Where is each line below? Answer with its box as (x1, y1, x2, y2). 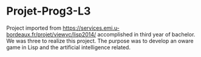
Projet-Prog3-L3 (6, 4, 91, 18)
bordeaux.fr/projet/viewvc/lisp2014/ (6, 30, 97, 38)
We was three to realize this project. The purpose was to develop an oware (6, 37, 194, 44)
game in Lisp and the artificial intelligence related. (6, 44, 131, 51)
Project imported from (6, 24, 62, 32)
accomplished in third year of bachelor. (97, 30, 196, 38)
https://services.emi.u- (63, 24, 120, 32)
